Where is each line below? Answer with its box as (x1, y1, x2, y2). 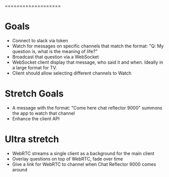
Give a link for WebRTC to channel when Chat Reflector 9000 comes (12, 161, 156, 167)
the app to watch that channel (12, 110, 75, 116)
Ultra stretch (5, 134, 59, 145)
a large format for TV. (12, 64, 57, 70)
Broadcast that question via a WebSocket (12, 54, 99, 60)
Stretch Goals (5, 88, 64, 99)
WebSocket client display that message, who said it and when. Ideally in (12, 59, 163, 65)
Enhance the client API (12, 115, 60, 121)
